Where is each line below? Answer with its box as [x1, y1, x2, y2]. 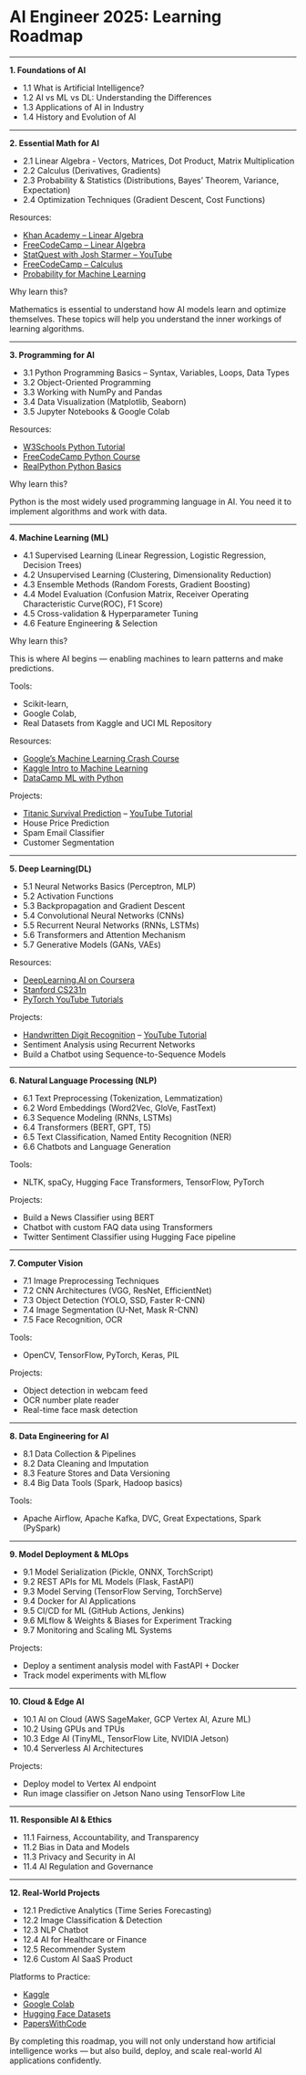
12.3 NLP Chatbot [22, 1924, 89, 1935]
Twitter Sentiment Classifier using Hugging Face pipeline [22, 1231, 237, 1242]
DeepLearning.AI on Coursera [22, 974, 135, 985]
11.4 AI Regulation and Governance [22, 1860, 154, 1871]
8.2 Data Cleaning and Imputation [22, 1458, 148, 1469]
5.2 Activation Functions [22, 890, 114, 901]
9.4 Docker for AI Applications [22, 1596, 137, 1606]
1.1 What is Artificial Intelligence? [22, 82, 145, 93]
